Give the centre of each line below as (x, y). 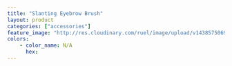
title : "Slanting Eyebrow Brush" (55, 13)
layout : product (30, 20)
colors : (18, 39)
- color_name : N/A (46, 45)
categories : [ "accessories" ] (49, 26)
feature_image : (29, 33)
